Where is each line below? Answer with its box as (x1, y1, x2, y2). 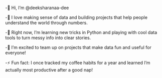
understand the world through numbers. (5, 20, 88, 25)
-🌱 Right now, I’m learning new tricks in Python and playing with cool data (5, 29, 157, 35)
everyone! (5, 50, 26, 55)
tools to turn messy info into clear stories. (5, 35, 91, 40)
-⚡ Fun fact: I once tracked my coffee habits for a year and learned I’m (5, 60, 150, 65)
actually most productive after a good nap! (5, 67, 93, 72)
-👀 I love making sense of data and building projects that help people (5, 14, 148, 20)
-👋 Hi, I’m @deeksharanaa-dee (5, 5, 69, 10)
